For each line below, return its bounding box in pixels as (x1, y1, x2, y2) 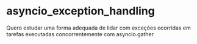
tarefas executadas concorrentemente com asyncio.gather (6, 30, 154, 37)
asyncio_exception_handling (6, 4, 156, 18)
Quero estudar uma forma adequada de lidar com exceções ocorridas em (6, 24, 191, 31)
